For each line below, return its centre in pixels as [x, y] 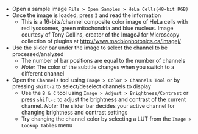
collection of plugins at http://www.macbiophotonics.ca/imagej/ [101, 41]
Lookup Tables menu [47, 125]
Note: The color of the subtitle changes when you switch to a [98, 67]
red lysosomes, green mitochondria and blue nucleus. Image [97, 28]
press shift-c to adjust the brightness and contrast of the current [104, 99]
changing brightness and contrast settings [74, 112]
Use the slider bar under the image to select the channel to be [90, 48]
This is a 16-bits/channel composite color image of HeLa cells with [104, 22]
